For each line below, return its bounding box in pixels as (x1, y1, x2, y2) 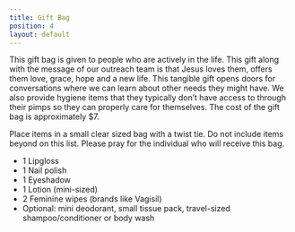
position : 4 (9, 21, 54, 30)
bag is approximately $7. (9, 111, 100, 122)
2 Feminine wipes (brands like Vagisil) (22, 193, 163, 204)
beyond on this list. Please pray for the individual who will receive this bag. (9, 138, 285, 149)
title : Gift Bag (9, 13, 70, 22)
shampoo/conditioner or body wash (22, 212, 155, 224)
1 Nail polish (22, 165, 67, 176)
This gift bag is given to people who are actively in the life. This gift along (9, 55, 280, 65)
